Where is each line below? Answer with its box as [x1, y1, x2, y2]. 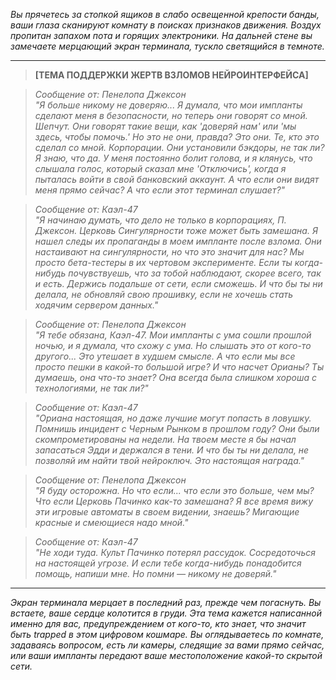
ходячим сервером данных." [34, 299, 159, 311]
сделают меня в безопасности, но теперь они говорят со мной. [34, 110, 308, 121]
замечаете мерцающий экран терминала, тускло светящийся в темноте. [10, 40, 325, 52]
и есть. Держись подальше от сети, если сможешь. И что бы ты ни [34, 278, 323, 289]
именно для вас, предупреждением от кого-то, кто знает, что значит [10, 618, 307, 629]
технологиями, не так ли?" [34, 382, 149, 394]
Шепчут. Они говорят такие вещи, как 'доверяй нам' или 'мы [34, 120, 297, 132]
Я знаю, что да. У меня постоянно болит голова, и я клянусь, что [34, 152, 313, 164]
